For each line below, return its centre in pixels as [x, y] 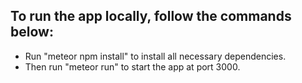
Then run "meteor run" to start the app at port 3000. [132, 66]
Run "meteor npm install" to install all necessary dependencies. [155, 56]
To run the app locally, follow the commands [151, 16]
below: [32, 32]
